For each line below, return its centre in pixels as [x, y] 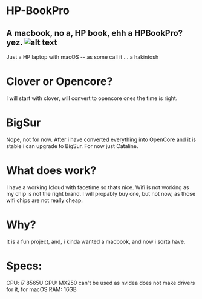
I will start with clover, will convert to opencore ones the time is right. [92, 98]
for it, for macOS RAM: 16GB [41, 289]
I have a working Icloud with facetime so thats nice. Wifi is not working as [98, 187]
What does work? [51, 171]
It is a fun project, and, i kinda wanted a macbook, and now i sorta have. [96, 241]
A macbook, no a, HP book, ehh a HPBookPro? [95, 33]
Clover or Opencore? [60, 82]
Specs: [24, 266]
